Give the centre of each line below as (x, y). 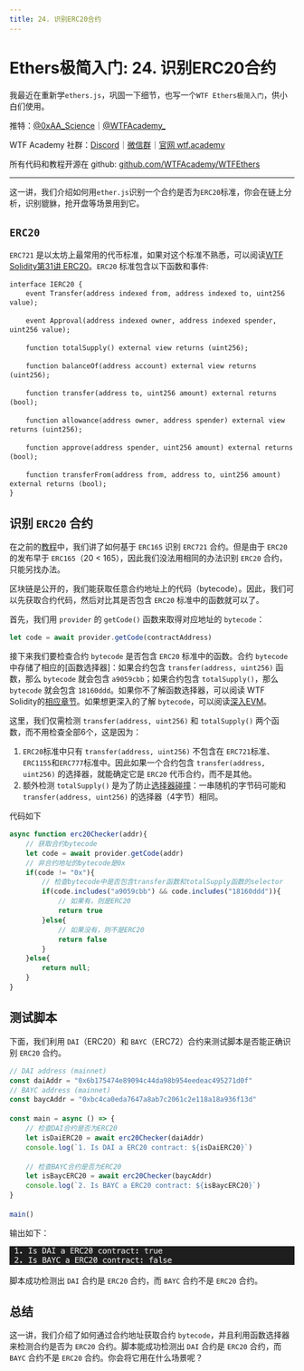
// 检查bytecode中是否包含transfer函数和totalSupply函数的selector (162, 882)
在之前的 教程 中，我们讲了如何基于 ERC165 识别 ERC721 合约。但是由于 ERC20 (148, 547)
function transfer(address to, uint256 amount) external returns (152, 394)
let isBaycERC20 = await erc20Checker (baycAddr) (119, 1176)
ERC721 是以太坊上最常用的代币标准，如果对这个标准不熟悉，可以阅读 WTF (146, 255)
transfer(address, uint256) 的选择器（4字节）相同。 (123, 797)
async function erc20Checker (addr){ (78, 834)
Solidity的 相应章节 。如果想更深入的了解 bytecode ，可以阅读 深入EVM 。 (140, 702)
